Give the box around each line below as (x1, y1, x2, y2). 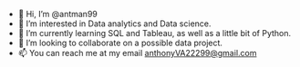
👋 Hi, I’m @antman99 (17, 9, 98, 19)
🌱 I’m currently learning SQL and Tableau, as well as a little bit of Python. (17, 28, 292, 38)
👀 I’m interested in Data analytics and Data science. (17, 18, 212, 29)
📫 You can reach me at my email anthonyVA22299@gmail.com (17, 48, 257, 58)
